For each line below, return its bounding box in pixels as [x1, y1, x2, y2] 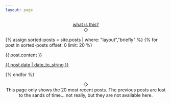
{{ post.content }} [5, 52, 42, 58]
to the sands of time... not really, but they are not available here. [18, 92, 153, 98]
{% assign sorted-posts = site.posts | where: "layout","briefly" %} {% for [5, 37, 158, 43]
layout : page [5, 7, 33, 13]
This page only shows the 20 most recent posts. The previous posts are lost [6, 87, 166, 93]
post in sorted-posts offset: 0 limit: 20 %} [5, 42, 93, 48]
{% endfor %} [5, 72, 35, 78]
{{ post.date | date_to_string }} [5, 61, 69, 67]
